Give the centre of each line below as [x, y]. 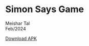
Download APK [21, 38]
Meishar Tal [18, 23]
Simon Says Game [45, 9]
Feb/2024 [16, 28]
